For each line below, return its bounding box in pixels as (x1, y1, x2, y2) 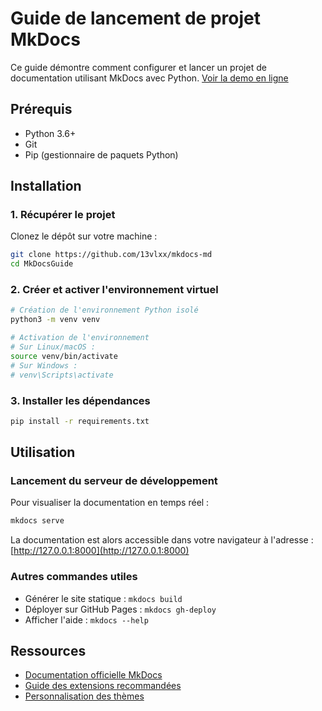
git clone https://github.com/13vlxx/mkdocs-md (10, 250, 213, 260)
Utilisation (10, 444, 76, 461)
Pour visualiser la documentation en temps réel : (10, 497, 210, 509)
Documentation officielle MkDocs (24, 669, 163, 681)
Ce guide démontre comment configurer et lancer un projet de (10, 61, 267, 73)
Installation (10, 178, 82, 195)
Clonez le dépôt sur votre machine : (10, 230, 158, 242)
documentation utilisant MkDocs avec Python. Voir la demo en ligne (10, 72, 289, 84)
